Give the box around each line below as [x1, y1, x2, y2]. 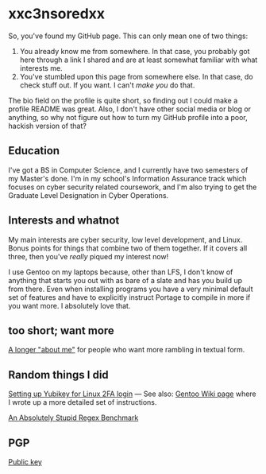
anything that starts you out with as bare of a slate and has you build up [8, 275, 243, 285]
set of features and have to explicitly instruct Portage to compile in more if [8, 292, 251, 302]
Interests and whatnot [8, 214, 120, 227]
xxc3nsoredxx [8, 5, 106, 23]
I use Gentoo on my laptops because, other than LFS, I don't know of [8, 267, 233, 277]
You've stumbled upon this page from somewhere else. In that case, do [19, 72, 253, 81]
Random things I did [8, 367, 109, 382]
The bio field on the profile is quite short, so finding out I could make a [8, 95, 238, 105]
